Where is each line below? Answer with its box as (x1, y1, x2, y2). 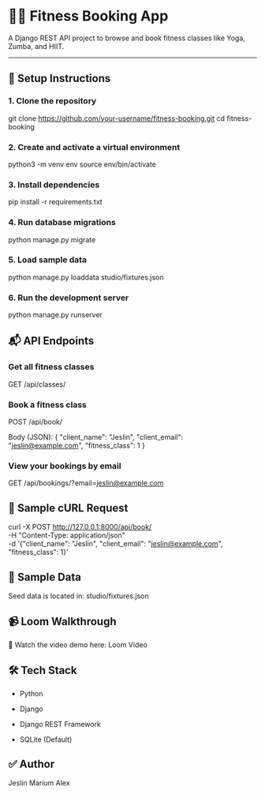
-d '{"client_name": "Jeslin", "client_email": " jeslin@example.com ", (8, 539, 223, 549)
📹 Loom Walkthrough (8, 615, 117, 628)
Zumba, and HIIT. (8, 41, 65, 51)
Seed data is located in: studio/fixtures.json (8, 591, 150, 601)
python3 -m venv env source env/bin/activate (8, 159, 156, 169)
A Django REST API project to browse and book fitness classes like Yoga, (8, 33, 246, 43)
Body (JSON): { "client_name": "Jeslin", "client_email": (8, 433, 184, 442)
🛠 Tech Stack (8, 664, 77, 677)
